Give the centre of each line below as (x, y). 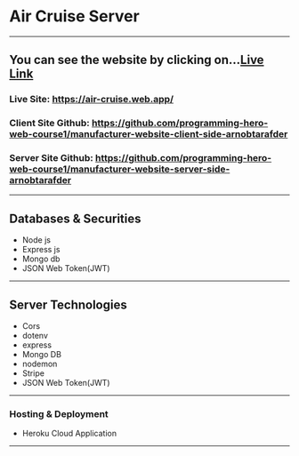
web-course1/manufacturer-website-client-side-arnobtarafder (149, 134)
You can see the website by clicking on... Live (137, 60)
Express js (41, 250)
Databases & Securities (75, 218)
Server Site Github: (51, 158)
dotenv (35, 336)
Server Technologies (68, 304)
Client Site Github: (50, 124)
